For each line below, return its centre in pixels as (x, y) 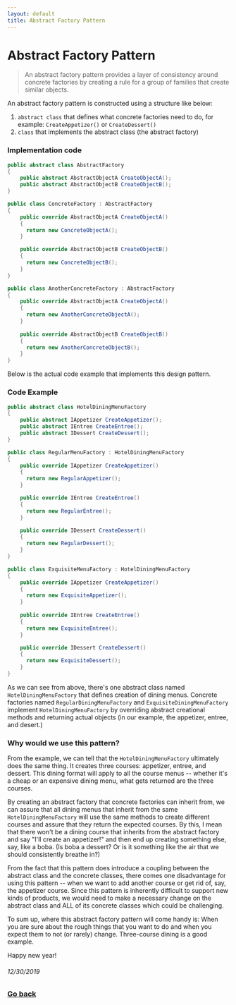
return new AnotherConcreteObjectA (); (83, 315)
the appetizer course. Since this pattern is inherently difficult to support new (118, 891)
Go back (22, 994)
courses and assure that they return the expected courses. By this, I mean (115, 824)
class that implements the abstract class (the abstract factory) (108, 132)
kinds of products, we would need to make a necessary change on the (110, 898)
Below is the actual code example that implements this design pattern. (109, 374)
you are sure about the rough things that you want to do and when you (110, 927)
